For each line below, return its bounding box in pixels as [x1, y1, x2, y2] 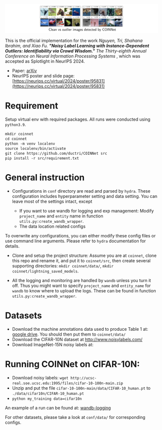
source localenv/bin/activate [5, 146, 66, 151]
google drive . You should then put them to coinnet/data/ [12, 331, 126, 337]
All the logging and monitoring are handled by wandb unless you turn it [12, 277, 151, 283]
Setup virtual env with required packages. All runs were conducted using [5, 116, 150, 122]
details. [5, 243, 20, 249]
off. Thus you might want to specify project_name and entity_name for [12, 283, 151, 288]
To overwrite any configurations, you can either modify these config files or [5, 233, 156, 238]
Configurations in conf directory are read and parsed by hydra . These [12, 188, 150, 194]
